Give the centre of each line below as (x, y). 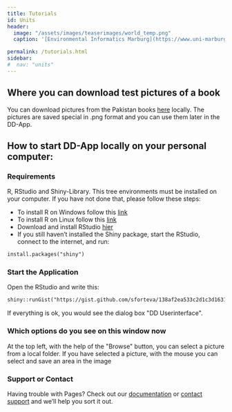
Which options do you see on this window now (87, 331)
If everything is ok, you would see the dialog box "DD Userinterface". (105, 313)
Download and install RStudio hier (65, 227)
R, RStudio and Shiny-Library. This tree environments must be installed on (112, 192)
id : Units (21, 20)
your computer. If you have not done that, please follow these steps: (104, 199)
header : (18, 26)
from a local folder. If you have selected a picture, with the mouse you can (113, 353)
